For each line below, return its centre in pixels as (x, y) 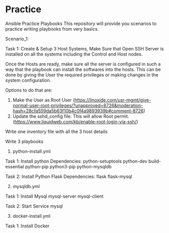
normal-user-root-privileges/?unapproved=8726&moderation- (78, 105)
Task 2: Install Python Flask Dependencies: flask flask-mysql (69, 176)
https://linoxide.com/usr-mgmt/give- (113, 100)
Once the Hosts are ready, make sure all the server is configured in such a (83, 64)
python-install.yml (32, 151)
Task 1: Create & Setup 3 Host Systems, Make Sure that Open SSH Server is (84, 48)
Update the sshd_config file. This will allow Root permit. (71, 116)
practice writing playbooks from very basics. (52, 29)
